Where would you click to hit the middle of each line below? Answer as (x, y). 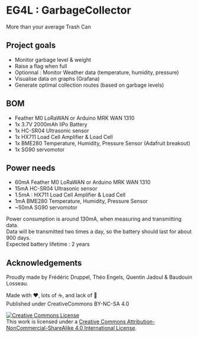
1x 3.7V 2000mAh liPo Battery (51, 124)
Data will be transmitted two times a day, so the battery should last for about (99, 231)
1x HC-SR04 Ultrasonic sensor (52, 131)
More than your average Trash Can (49, 27)
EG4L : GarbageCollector (69, 10)
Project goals (31, 45)
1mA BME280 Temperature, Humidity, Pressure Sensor (81, 201)
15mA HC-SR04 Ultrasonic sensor (56, 189)
